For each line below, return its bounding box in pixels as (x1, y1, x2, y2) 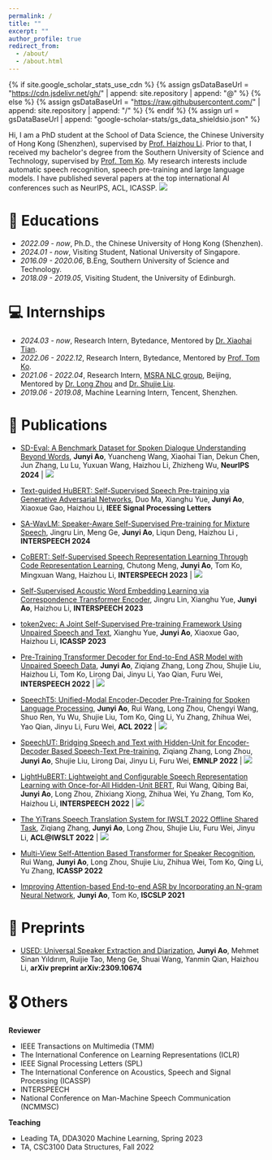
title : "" (8, 20, 42, 28)
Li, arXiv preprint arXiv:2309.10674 (19, 962, 142, 973)
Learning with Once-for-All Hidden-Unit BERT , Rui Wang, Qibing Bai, (19, 780, 249, 790)
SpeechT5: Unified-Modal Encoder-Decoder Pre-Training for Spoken (19, 694, 250, 704)
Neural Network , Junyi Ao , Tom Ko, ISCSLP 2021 (19, 890, 185, 900)
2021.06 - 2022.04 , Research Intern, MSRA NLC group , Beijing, (19, 370, 231, 379)
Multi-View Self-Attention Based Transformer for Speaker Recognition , (19, 848, 256, 858)
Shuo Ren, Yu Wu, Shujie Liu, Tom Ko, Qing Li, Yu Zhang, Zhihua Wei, (19, 711, 252, 721)
